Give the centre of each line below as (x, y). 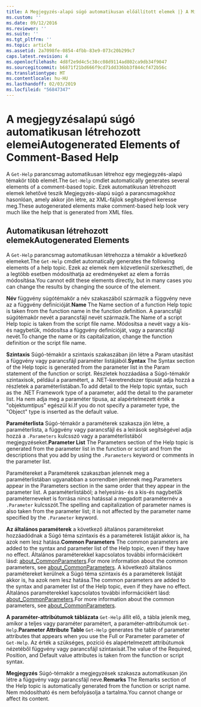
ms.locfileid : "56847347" (38, 90)
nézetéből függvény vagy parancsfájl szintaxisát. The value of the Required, (99, 649)
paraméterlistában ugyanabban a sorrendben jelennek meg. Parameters (94, 479)
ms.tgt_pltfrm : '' (29, 40)
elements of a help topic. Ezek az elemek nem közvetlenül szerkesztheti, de (100, 268)
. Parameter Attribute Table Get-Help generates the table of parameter (103, 630)
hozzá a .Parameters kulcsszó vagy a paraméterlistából (74, 436)
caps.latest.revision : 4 (37, 56)
